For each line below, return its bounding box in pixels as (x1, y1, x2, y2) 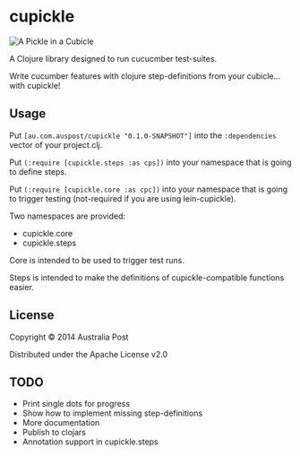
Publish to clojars (21, 427, 87, 438)
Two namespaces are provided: (9, 211, 126, 221)
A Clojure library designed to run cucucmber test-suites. (9, 53, 218, 64)
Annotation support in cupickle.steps (21, 436, 159, 447)
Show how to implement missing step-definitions (21, 408, 203, 418)
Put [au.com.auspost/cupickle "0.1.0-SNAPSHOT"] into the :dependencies (9, 130, 277, 141)
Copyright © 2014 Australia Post (9, 331, 129, 342)
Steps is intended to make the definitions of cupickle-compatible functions (9, 271, 285, 283)
